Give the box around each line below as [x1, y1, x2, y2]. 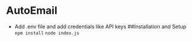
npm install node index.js [14, 30, 80, 36]
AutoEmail [6, 4, 57, 17]
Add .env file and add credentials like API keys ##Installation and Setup [14, 23, 187, 30]
